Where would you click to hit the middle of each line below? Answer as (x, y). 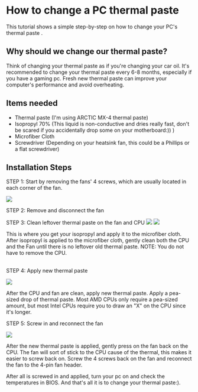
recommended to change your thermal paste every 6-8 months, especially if (99, 72)
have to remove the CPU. (36, 253)
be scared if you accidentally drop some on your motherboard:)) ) (95, 130)
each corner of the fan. (34, 188)
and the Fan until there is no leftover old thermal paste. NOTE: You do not (95, 247)
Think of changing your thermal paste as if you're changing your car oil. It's (98, 66)
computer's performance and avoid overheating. (65, 85)
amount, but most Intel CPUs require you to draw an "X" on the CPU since (96, 306)
